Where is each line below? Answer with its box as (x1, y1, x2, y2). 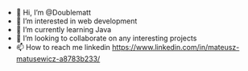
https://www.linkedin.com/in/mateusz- (112, 43, 240, 52)
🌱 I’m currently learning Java (15, 25, 112, 34)
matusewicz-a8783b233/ (15, 54, 101, 64)
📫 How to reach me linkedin (15, 43, 111, 52)
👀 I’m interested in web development (15, 16, 138, 26)
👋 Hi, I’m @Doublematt (15, 8, 91, 17)
